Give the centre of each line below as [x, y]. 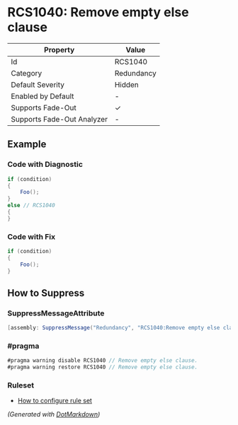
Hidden [127, 84]
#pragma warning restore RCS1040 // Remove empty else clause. [103, 367]
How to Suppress [46, 293]
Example [27, 145]
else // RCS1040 [31, 206]
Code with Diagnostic [45, 165]
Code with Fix [32, 236]
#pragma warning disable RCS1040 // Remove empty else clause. [103, 361]
